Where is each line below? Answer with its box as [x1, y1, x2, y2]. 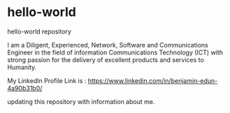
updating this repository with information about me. [7, 97, 155, 105]
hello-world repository [7, 27, 72, 36]
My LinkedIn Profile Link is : [7, 76, 87, 84]
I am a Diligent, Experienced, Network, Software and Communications [7, 40, 208, 49]
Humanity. [7, 63, 37, 71]
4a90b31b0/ [7, 84, 43, 92]
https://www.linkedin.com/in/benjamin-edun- [87, 76, 218, 84]
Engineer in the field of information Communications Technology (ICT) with [7, 48, 224, 56]
